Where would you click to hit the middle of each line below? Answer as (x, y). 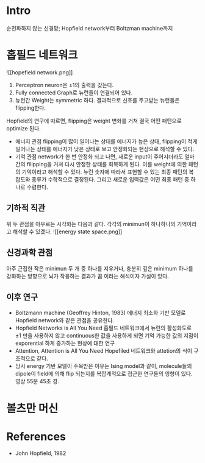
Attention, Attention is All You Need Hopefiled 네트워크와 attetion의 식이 (103, 351)
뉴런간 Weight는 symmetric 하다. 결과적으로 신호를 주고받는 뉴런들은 (97, 100)
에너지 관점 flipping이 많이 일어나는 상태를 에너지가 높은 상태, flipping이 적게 (106, 141)
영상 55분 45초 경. (37, 381)
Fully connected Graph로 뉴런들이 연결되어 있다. (74, 93)
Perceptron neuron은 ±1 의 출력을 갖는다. (64, 85)
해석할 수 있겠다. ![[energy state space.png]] (67, 231)
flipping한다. (30, 108)
